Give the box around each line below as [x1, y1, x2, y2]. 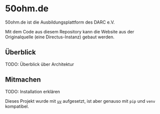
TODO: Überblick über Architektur [5, 61, 74, 67]
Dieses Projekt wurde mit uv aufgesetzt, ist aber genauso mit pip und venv [5, 98, 156, 104]
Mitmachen [5, 76, 41, 84]
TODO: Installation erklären [5, 88, 60, 94]
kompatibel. [5, 103, 29, 109]
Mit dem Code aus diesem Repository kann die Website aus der [5, 28, 134, 34]
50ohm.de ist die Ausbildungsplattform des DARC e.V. [5, 19, 115, 25]
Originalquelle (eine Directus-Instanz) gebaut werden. [5, 34, 115, 40]
